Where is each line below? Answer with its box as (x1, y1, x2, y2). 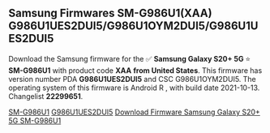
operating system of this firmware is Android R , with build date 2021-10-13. (8, 83, 260, 92)
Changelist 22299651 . (8, 91, 84, 101)
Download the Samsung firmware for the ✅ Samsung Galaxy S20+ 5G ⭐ (8, 54, 251, 63)
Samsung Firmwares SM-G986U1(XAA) (8, 6, 212, 20)
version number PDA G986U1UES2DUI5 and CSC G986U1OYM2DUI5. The (8, 74, 257, 84)
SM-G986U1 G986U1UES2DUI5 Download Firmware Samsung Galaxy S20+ (8, 107, 261, 117)
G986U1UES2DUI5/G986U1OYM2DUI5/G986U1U (8, 19, 259, 33)
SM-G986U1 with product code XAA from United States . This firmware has (8, 65, 263, 75)
